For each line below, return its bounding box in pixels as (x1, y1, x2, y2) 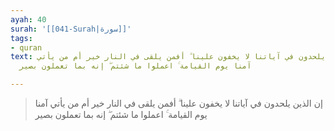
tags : (10, 33, 33, 43)
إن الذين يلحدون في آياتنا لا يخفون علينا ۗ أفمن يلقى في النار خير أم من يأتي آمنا (34, 97, 323, 109)
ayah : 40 (10, 14, 47, 25)
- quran (10, 42, 43, 53)
